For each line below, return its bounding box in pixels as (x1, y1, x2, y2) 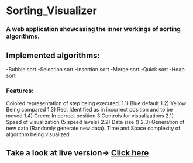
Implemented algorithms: (6, 50, 101, 60)
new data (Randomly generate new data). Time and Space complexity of (6, 124, 181, 132)
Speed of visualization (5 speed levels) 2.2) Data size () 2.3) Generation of (6, 119, 185, 126)
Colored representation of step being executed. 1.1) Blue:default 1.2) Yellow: (6, 100, 188, 107)
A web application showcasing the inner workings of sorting (6, 25, 181, 33)
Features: (6, 86, 34, 95)
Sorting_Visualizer (6, 4, 98, 18)
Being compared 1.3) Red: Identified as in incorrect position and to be (6, 106, 173, 113)
